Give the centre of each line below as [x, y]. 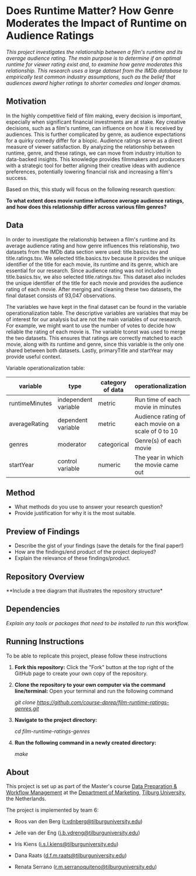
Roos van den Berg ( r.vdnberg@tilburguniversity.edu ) [78, 822]
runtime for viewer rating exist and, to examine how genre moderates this [94, 64]
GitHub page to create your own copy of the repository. [81, 673]
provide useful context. [34, 356]
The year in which [159, 457]
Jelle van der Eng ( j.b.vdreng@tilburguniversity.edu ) [77, 833]
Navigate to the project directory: [56, 720]
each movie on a [157, 424]
